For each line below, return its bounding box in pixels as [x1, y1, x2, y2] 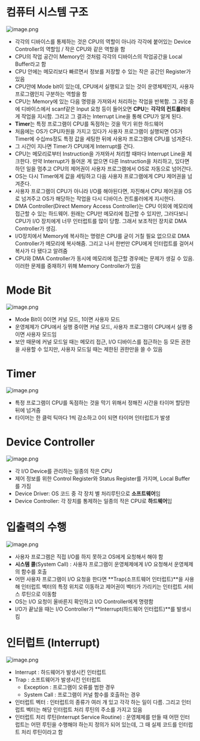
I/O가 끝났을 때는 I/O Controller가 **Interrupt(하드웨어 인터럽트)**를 [14, 605, 176, 612]
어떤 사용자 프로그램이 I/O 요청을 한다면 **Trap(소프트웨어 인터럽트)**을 [14, 575, 183, 583]
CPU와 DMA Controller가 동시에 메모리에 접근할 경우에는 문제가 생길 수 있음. [14, 255, 195, 262]
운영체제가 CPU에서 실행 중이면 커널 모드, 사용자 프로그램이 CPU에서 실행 [14, 323, 187, 330]
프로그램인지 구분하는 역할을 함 [14, 90, 87, 97]
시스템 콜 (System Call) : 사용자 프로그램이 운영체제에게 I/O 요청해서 [14, 560, 173, 568]
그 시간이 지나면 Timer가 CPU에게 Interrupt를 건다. [14, 142, 135, 150]
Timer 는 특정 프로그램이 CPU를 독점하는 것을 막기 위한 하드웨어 [14, 120, 164, 127]
